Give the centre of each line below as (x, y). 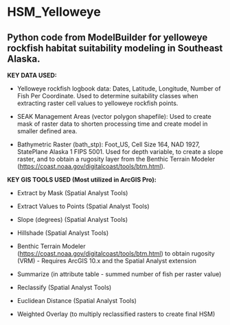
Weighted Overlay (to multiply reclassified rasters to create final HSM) (116, 314)
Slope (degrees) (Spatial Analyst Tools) (72, 220)
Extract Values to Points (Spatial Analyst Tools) (83, 206)
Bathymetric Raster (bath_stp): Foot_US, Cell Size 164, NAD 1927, (108, 144)
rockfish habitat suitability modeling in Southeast (115, 48)
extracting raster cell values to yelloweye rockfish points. (97, 103)
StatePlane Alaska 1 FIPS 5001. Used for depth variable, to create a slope (120, 152)
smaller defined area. (47, 131)
